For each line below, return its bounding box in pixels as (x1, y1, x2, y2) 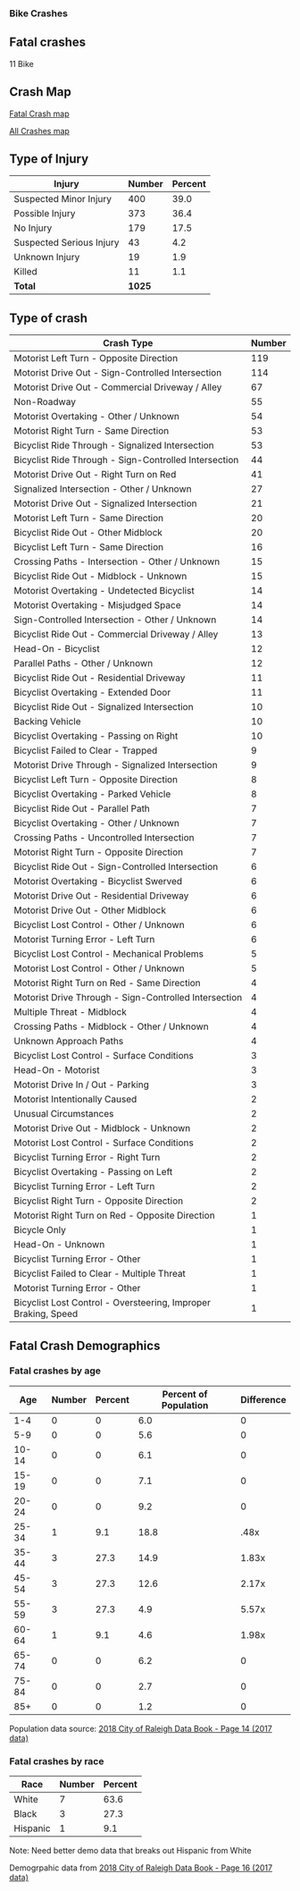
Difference (240, 1393, 287, 1406)
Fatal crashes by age (9, 1364, 101, 1377)
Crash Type (102, 337, 154, 350)
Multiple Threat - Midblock (13, 1006, 127, 1018)
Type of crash (9, 310, 87, 325)
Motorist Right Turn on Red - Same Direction (13, 977, 201, 990)
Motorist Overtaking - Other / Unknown (13, 410, 180, 423)
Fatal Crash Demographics (9, 1338, 161, 1353)
